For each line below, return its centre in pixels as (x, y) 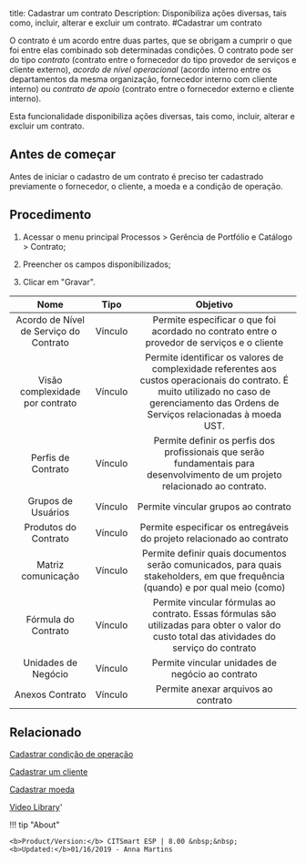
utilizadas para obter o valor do (214, 625)
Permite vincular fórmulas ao (214, 602)
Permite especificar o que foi (214, 320)
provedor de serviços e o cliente (214, 343)
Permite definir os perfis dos (214, 440)
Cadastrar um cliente (49, 772)
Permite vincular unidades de (214, 663)
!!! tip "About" (35, 825)
